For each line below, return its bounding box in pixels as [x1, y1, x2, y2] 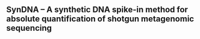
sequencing [6, 23, 52, 33]
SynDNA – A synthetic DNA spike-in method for [6, 5, 189, 15]
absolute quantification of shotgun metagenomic [6, 14, 195, 24]
